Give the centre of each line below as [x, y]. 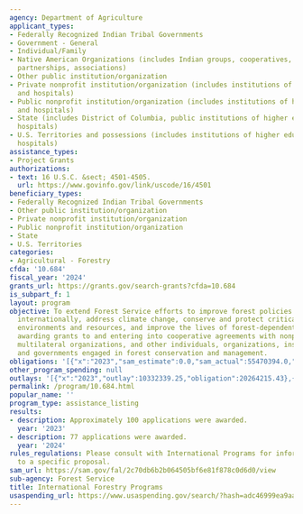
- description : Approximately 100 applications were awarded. [129, 420]
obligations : [34, 362]
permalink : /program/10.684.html [72, 387]
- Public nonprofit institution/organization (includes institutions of [149, 101]
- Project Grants [42, 160]
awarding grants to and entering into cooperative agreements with [147, 336]
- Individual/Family [48, 51]
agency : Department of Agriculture [76, 18]
